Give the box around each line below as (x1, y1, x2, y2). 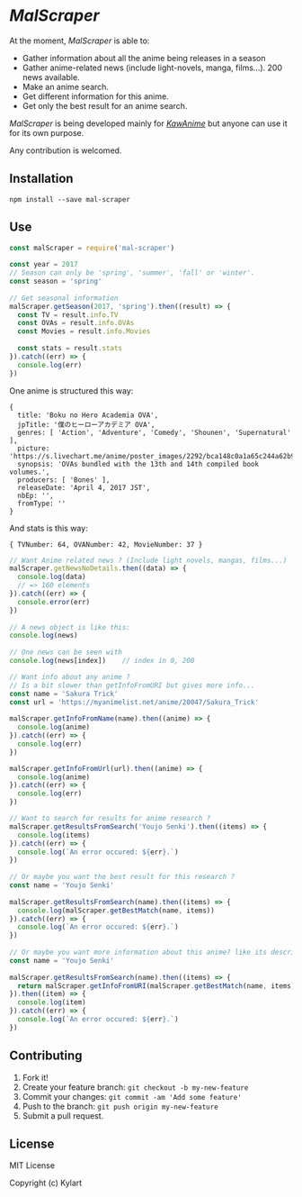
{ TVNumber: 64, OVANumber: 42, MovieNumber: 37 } (9, 540, 203, 549)
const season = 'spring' (9, 277, 102, 286)
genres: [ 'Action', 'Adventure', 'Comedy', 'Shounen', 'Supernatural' (17, 428, 292, 437)
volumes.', (9, 467, 50, 476)
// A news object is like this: (9, 622, 130, 631)
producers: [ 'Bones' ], (17, 475, 111, 485)
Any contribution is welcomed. (9, 145, 122, 156)
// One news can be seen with (9, 648, 123, 657)
